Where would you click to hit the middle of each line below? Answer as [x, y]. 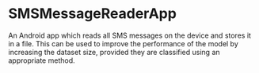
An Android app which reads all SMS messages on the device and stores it [130, 35]
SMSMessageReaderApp [92, 14]
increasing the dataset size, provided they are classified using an [114, 52]
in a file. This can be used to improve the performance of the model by [124, 43]
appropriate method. [42, 60]
